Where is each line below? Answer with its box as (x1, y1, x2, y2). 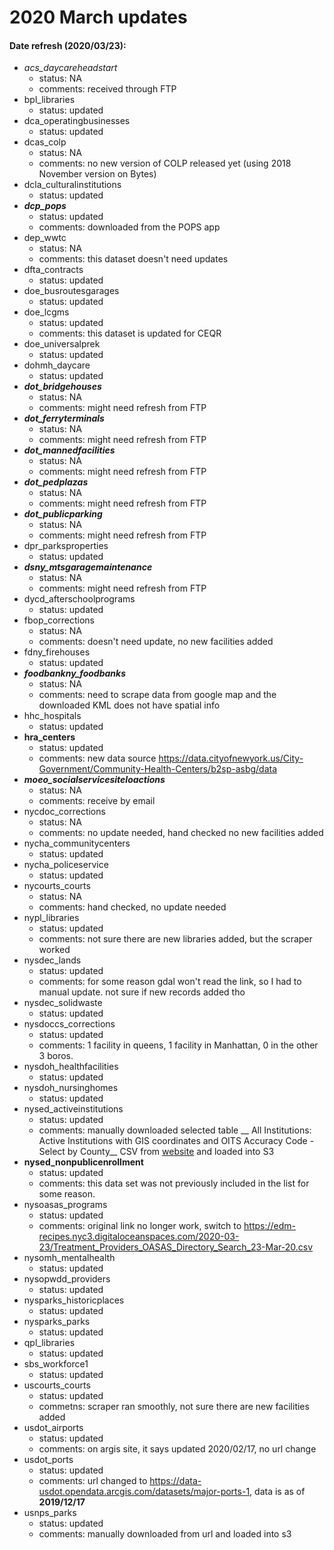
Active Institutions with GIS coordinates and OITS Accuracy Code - (38, 1135, 315, 1147)
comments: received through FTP (38, 83, 177, 95)
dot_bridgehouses (23, 381, 102, 393)
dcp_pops (23, 200, 67, 212)
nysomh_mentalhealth (23, 1252, 116, 1264)
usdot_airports (23, 1422, 84, 1434)
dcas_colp (23, 136, 67, 148)
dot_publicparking (23, 508, 103, 520)
